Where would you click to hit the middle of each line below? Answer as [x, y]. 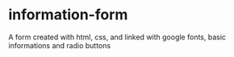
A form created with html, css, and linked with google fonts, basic [117, 37]
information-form [68, 15]
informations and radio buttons [60, 45]
